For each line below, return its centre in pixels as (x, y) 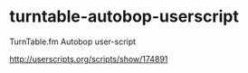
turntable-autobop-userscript (124, 17)
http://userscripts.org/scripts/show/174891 (89, 59)
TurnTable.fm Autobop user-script (73, 41)
